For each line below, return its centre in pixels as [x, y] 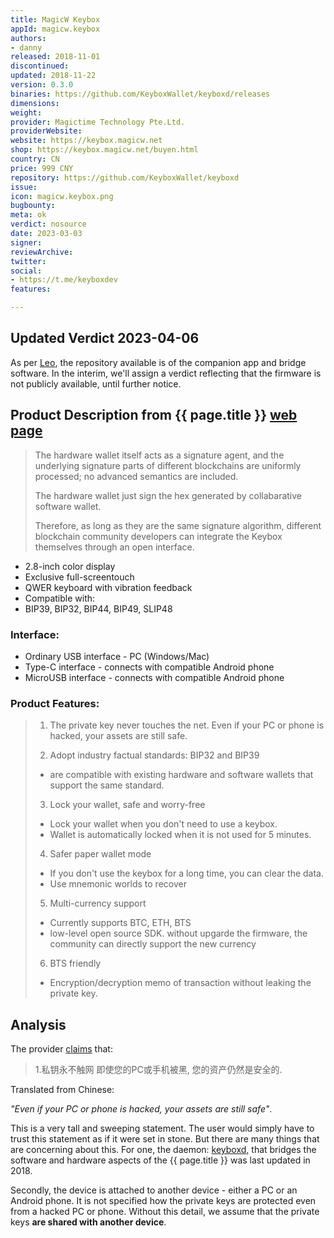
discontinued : [40, 66]
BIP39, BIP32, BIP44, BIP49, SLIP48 [98, 608]
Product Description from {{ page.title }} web [154, 415]
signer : [26, 242]
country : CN [35, 159]
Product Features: [55, 703]
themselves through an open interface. [114, 547]
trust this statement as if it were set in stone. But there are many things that [165, 1139]
